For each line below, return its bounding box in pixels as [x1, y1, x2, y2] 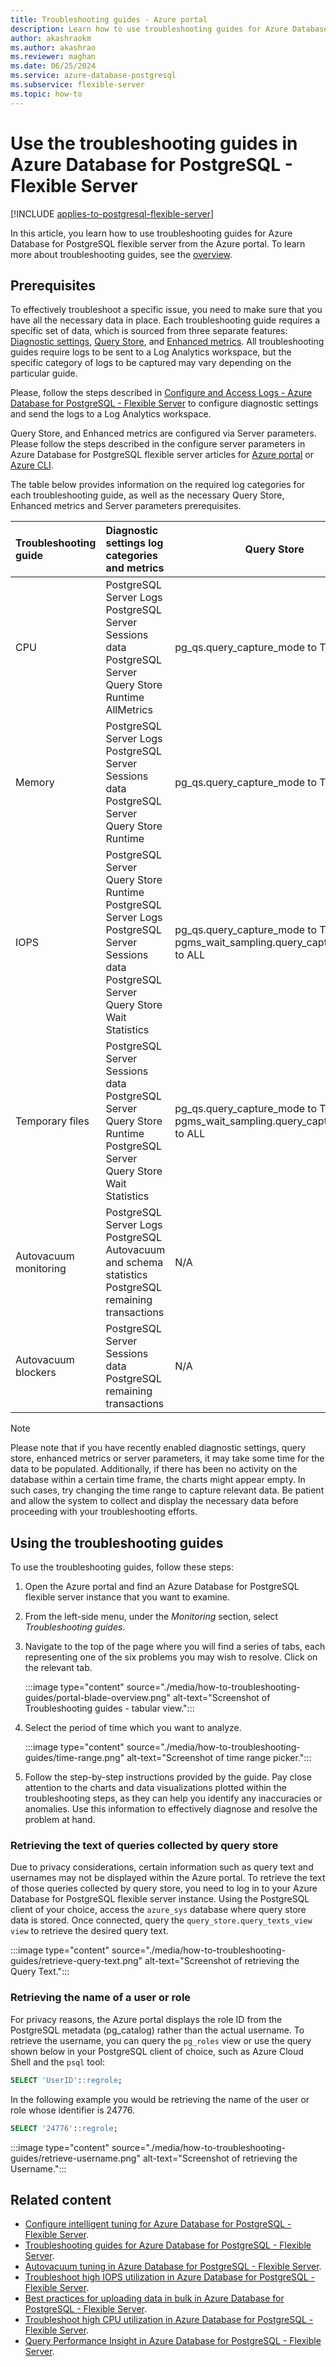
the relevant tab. [24, 1662, 93, 1674]
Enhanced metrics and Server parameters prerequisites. [10, 500, 242, 512]
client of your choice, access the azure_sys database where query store [10, 1904, 307, 1916]
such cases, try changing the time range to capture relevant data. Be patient [10, 1484, 325, 1496]
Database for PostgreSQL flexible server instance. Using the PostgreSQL [10, 1893, 310, 1905]
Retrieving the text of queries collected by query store [10, 1839, 279, 1853]
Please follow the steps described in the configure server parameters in [10, 438, 306, 450]
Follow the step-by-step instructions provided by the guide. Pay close [24, 1771, 312, 1783]
